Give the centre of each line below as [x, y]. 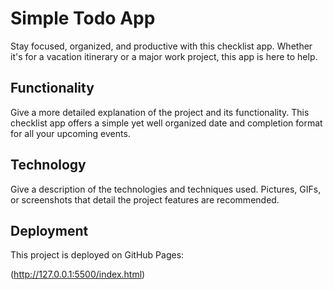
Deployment [49, 230]
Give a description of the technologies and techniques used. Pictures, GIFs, [166, 189]
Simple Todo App [83, 18]
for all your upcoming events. [70, 133]
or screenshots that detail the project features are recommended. [145, 199]
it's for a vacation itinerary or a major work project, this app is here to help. [164, 56]
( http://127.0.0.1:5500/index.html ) [78, 274]
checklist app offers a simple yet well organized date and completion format [166, 123]
